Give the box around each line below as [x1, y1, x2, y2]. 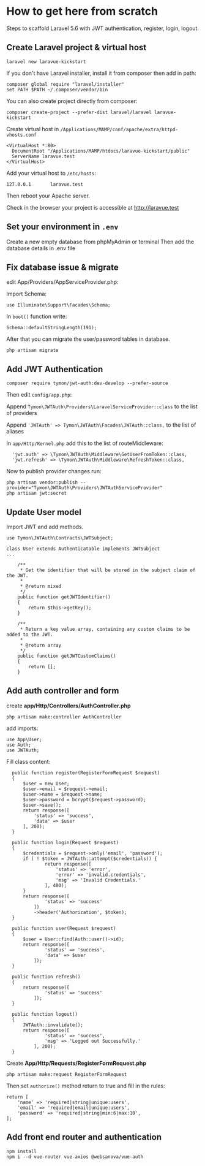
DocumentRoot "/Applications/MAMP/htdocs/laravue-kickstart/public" [12, 148, 190, 154]
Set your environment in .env [6, 222, 119, 232]
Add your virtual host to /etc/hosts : [6, 169, 97, 177]
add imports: [6, 725, 39, 732]
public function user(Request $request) [12, 925, 116, 931]
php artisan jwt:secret [6, 490, 67, 497]
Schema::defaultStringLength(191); [6, 325, 97, 331]
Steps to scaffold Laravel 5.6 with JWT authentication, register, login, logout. [6, 25, 199, 32]
